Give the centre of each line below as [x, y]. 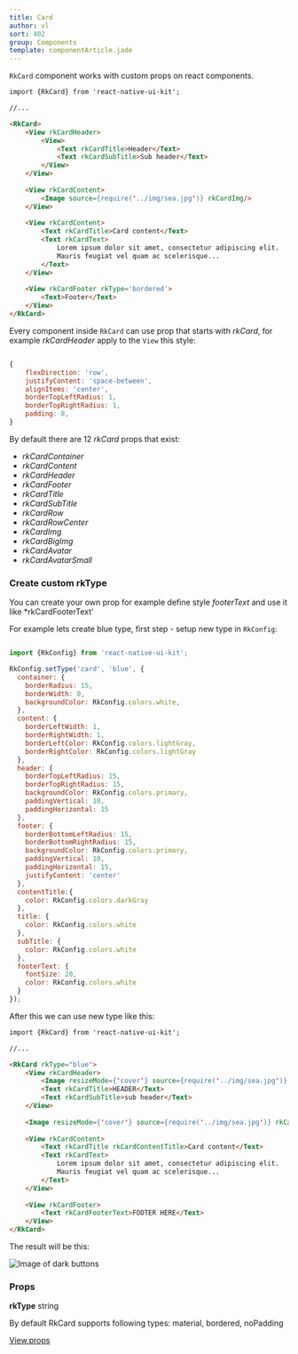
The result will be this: [50, 1247]
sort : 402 [27, 34]
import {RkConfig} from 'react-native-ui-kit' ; [99, 653]
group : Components [43, 42]
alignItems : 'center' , [67, 389]
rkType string [34, 1306]
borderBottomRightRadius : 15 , [81, 843]
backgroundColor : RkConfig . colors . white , [102, 702]
